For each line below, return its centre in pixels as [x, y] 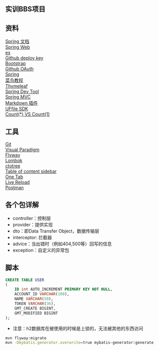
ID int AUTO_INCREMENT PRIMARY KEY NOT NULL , [64, 289]
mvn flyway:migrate [26, 338]
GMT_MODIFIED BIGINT [36, 313]
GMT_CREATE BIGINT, [35, 308]
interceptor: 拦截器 [32, 237]
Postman [15, 188]
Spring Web [18, 47]
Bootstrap [16, 63]
